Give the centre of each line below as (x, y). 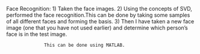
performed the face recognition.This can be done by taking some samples (98, 15)
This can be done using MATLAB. (85, 45)
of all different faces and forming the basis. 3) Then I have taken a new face (100, 21)
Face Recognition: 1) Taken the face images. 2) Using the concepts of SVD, (99, 9)
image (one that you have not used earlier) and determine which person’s (97, 28)
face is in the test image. (37, 34)
